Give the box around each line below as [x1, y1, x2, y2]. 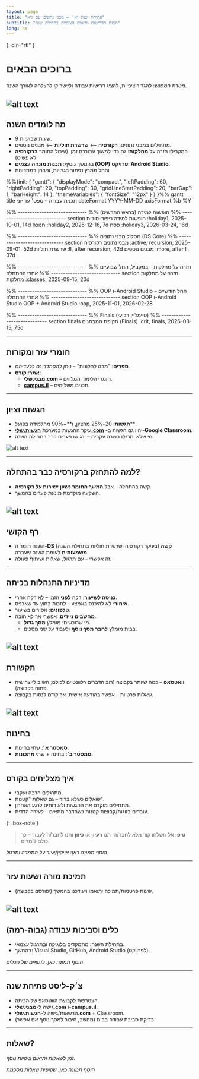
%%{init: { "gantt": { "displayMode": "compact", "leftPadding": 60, [6, 178, 168, 185]
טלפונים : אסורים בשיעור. [14, 606, 71, 613]
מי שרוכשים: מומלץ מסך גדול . [23, 619, 91, 626]
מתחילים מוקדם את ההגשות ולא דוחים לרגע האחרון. [14, 802, 130, 809]
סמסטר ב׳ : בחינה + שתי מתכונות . [14, 750, 93, 758]
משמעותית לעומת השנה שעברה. [14, 549, 89, 556]
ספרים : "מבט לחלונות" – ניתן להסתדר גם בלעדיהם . [14, 363, 130, 370]
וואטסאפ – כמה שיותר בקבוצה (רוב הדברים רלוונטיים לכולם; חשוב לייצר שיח [14, 679, 185, 686]
